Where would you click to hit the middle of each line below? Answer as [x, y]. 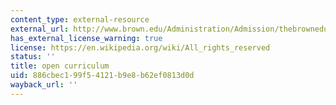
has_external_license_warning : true [86, 38]
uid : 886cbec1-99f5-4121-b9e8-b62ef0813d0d [102, 76]
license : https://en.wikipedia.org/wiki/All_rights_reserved [140, 47]
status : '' [33, 57]
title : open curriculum [60, 66]
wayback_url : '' [44, 85]
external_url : [40, 29]
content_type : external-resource [80, 19]
